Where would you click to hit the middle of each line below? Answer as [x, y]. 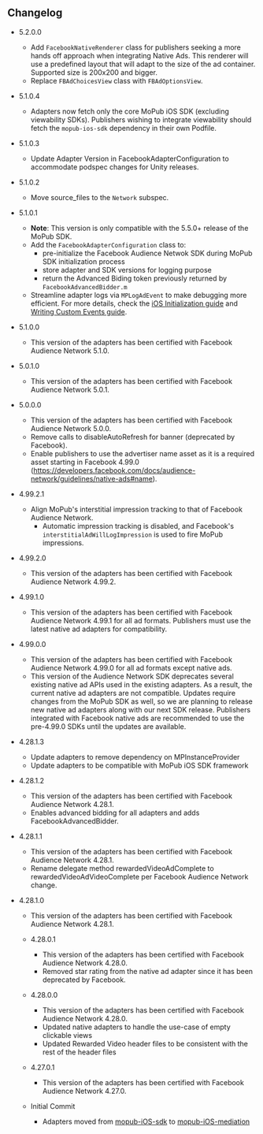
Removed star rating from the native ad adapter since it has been [148, 971]
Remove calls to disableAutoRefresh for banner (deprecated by [133, 437]
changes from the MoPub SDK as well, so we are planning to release [142, 701]
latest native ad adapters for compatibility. [99, 629]
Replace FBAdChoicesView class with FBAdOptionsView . [117, 80]
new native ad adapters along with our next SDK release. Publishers [141, 709]
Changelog [35, 13]
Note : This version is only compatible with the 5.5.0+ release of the [139, 228]
